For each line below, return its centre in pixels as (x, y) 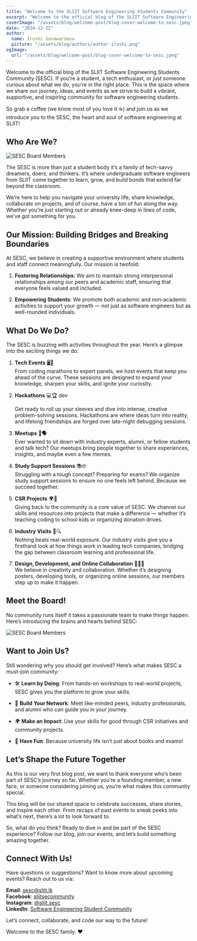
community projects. (39, 729)
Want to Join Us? (38, 651)
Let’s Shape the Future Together (66, 760)
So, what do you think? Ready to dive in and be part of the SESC (84, 828)
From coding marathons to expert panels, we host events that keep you (101, 371)
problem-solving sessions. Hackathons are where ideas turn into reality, (101, 416)
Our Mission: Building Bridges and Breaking (87, 235)
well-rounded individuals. (45, 312)
